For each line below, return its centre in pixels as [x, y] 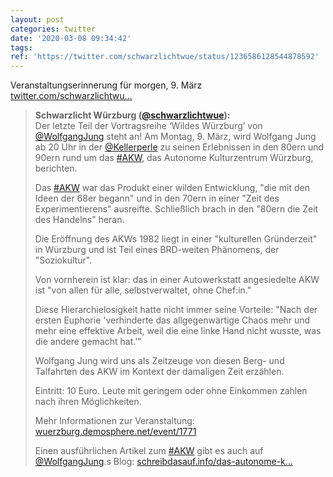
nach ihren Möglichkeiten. [88, 402]
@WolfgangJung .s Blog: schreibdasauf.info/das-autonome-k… [163, 462]
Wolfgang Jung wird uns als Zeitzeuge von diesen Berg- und [159, 361]
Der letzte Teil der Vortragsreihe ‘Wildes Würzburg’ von [148, 126]
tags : [21, 47]
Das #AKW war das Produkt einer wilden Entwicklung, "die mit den [172, 188]
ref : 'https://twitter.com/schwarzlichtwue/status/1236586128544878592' [165, 57]
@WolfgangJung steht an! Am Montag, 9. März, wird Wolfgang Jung [175, 137]
